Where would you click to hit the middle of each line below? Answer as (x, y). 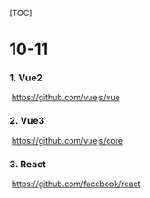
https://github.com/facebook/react (76, 184)
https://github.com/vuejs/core (67, 140)
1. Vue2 (26, 78)
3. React (28, 164)
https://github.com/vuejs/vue (66, 98)
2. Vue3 (27, 121)
